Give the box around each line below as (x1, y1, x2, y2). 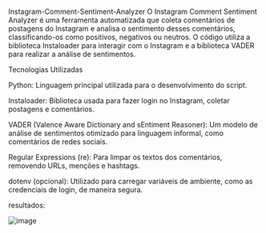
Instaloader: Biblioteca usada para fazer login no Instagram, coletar (8, 96, 230, 105)
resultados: (8, 200, 46, 210)
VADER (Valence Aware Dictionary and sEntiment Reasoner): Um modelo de (8, 120, 259, 129)
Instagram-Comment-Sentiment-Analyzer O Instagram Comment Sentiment (8, 7, 258, 16)
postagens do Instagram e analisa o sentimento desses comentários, (8, 24, 236, 33)
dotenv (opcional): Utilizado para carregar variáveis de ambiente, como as (8, 176, 253, 186)
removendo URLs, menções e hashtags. (8, 161, 140, 171)
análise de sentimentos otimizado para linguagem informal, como (8, 128, 224, 138)
